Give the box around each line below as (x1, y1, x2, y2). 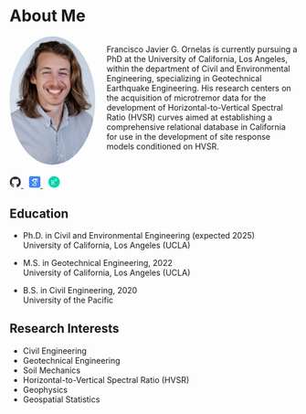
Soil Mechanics (22, 365, 80, 376)
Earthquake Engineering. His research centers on (106, 82, 292, 93)
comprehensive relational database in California (106, 121, 286, 133)
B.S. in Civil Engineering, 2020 (22, 284, 138, 295)
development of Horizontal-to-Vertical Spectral (106, 101, 283, 112)
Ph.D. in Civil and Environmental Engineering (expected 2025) (22, 229, 256, 240)
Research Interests (9, 321, 120, 336)
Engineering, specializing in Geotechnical (106, 72, 262, 83)
